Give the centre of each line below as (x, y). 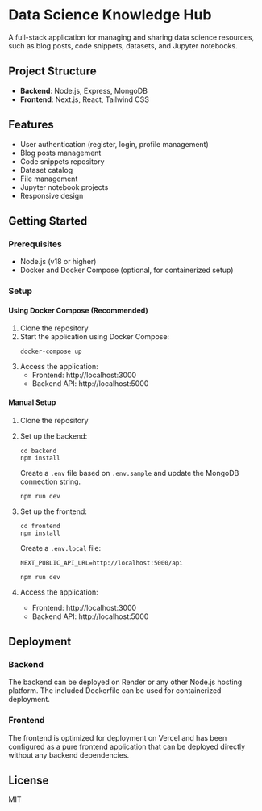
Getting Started (48, 221)
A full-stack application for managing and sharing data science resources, (131, 37)
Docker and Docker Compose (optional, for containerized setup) (127, 270)
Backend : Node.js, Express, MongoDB (83, 90)
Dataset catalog (46, 170)
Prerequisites (35, 244)
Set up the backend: (54, 436)
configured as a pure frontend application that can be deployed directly (127, 746)
